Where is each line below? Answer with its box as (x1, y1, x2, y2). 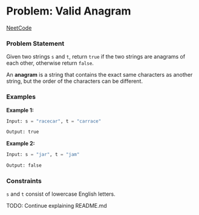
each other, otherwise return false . (6, 59, 94, 67)
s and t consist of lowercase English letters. (6, 190, 116, 197)
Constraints (6, 176, 42, 185)
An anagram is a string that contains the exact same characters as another (6, 71, 193, 79)
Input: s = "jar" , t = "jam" (6, 152, 80, 158)
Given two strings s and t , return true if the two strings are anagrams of (6, 53, 186, 60)
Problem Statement (6, 39, 65, 48)
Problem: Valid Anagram (6, 4, 131, 18)
